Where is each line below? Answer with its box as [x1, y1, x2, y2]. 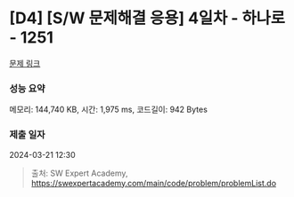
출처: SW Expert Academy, [30, 168, 128, 178]
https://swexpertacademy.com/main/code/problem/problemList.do [30, 177, 277, 188]
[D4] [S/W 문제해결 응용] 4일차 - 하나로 [9, 8, 286, 28]
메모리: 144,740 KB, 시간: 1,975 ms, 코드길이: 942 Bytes [9, 104, 208, 115]
